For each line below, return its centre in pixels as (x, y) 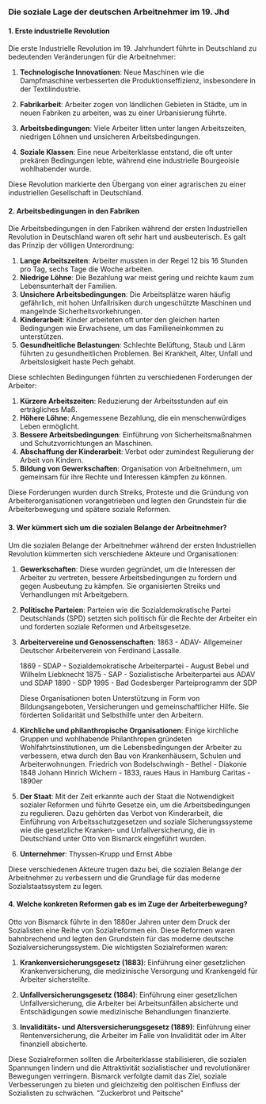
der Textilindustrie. (50, 89)
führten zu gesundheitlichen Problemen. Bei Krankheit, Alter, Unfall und (136, 354)
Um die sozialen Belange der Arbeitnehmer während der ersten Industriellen (132, 545)
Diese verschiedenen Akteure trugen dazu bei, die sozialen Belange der (125, 869)
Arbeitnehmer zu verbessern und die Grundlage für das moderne (114, 877)
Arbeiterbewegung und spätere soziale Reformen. (90, 510)
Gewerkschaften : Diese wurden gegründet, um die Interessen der (127, 569)
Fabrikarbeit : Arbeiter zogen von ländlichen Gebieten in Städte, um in (133, 105)
